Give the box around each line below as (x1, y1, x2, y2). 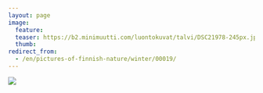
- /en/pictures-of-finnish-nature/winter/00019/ (15, 55, 177, 63)
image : (8, 19, 30, 27)
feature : (15, 26, 44, 34)
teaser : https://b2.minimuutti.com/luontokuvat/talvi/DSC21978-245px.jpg (15, 33, 261, 41)
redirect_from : (8, 48, 58, 55)
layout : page (8, 11, 51, 20)
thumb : (15, 41, 37, 48)
